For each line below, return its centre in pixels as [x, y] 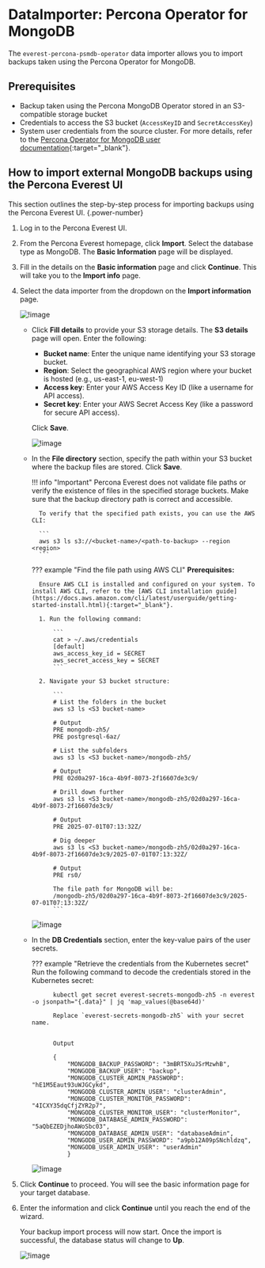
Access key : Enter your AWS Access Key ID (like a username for [148, 387]
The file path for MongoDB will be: [113, 889]
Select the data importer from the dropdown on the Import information [135, 290]
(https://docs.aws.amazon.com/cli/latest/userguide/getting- [134, 598]
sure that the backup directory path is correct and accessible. [132, 499]
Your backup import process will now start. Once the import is [121, 1232]
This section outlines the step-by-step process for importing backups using [131, 204]
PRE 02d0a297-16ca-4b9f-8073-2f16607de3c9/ [126, 778]
